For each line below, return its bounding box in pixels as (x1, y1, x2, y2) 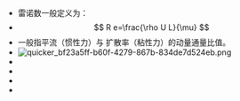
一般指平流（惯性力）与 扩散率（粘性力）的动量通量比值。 (17, 37, 231, 47)
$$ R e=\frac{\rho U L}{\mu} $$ (93, 22, 210, 33)
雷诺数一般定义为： (17, 8, 89, 18)
